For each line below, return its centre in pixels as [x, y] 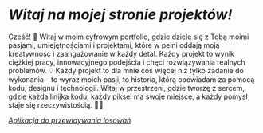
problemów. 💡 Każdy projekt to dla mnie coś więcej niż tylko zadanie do [126, 70]
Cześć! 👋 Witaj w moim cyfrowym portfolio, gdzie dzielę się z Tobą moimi [129, 37]
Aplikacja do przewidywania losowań [70, 120]
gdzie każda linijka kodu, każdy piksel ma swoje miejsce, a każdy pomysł [128, 96]
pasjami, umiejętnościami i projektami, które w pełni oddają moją [114, 45]
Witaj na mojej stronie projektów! [120, 15]
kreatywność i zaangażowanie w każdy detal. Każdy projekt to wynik [122, 53]
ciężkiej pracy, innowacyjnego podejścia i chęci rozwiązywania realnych [127, 62]
